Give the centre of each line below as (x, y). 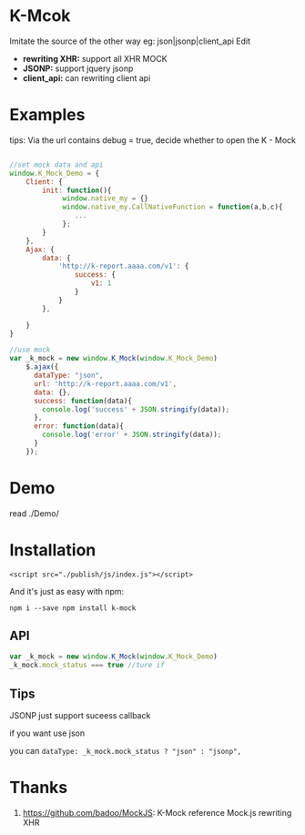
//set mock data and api (56, 165)
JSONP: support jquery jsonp (78, 68)
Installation (53, 550)
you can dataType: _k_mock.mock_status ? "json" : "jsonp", (126, 751)
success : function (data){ (82, 401)
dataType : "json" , (68, 375)
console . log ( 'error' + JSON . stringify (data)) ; (132, 435)
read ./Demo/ (34, 513)
